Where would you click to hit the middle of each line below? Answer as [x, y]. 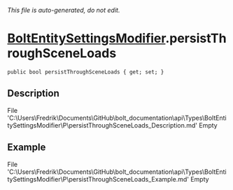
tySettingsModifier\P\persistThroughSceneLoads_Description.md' [103, 125]
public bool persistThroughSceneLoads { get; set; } [86, 72]
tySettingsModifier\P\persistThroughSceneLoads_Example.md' [98, 179]
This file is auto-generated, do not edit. [64, 10]
